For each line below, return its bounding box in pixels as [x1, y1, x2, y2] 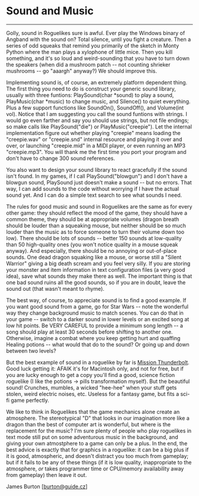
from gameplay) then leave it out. [6, 471, 87, 478]
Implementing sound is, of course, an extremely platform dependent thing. [6, 79, 188, 86]
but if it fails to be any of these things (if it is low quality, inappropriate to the [6, 459, 192, 466]
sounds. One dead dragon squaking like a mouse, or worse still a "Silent [6, 253, 182, 260]
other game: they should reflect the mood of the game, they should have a [6, 209, 188, 216]
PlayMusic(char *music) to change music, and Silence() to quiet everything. [6, 98, 191, 105]
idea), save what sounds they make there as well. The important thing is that [6, 272, 192, 280]
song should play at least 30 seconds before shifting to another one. [6, 328, 173, 335]
